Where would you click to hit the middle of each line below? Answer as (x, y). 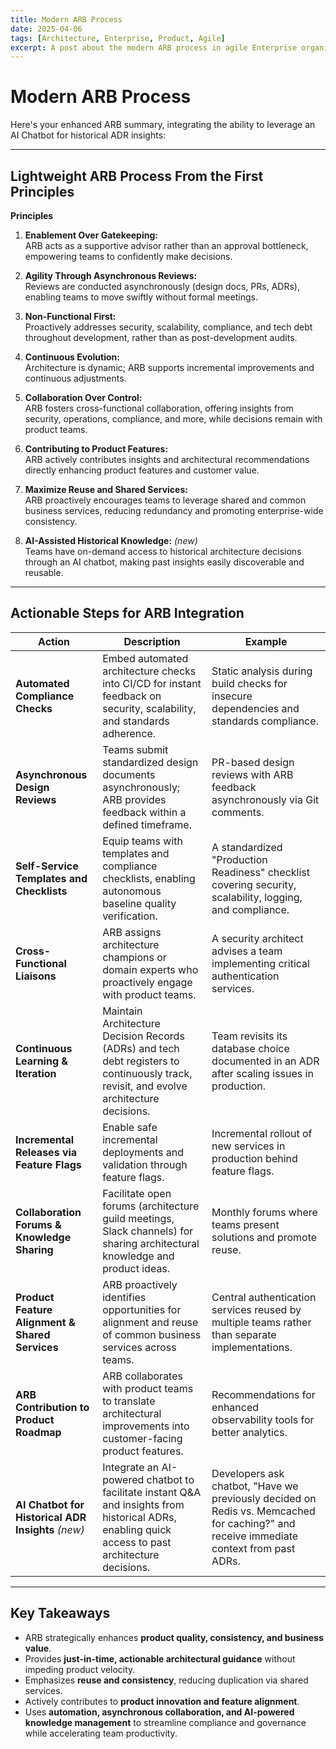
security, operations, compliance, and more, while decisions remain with (173, 419)
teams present (245, 1224)
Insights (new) (50, 1529)
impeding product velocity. (80, 1669)
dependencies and (255, 708)
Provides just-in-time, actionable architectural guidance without (160, 1658)
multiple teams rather (261, 1322)
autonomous (132, 891)
